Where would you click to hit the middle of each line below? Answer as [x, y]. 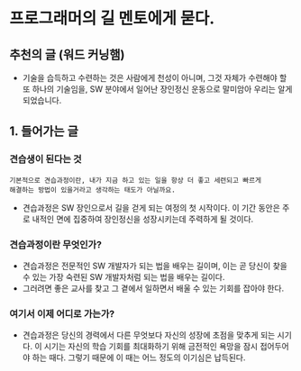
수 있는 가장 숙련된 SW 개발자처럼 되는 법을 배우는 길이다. [123, 276]
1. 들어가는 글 [44, 131]
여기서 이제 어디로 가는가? [62, 313]
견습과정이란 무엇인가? [55, 244]
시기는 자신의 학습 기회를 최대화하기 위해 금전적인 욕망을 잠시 [151, 347]
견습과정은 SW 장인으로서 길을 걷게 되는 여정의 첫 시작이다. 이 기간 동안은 [151, 207]
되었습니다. [42, 100]
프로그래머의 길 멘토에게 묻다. [112, 18]
